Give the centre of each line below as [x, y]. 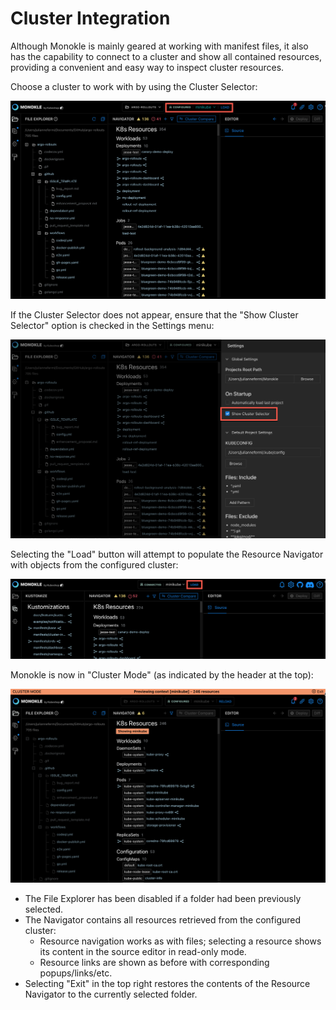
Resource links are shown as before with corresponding [154, 963]
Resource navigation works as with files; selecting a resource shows [180, 941]
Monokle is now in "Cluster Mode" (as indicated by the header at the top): [162, 675]
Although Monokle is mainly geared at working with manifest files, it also [159, 46]
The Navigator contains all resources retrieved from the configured [163, 920]
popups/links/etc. [76, 973]
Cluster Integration [90, 18]
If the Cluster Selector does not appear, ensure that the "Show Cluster [154, 315]
